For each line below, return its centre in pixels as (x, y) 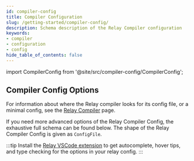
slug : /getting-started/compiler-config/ (57, 22)
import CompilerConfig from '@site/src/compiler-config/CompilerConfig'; (95, 71)
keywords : (18, 33)
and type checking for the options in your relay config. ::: (75, 152)
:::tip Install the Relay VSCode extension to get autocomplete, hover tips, (93, 145)
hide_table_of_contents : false (44, 55)
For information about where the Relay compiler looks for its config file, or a (97, 104)
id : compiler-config (31, 11)
